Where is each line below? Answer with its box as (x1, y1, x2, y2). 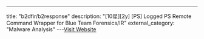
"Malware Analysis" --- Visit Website (6, 26, 97, 33)
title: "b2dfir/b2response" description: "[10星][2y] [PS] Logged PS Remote (6, 13, 192, 20)
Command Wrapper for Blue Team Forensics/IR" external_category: (6, 19, 175, 26)
